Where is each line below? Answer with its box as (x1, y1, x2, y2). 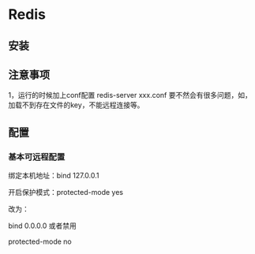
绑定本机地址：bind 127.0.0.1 (8, 171, 99, 181)
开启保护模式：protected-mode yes (8, 188, 124, 197)
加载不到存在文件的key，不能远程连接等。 (8, 100, 144, 110)
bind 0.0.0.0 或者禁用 (8, 221, 77, 230)
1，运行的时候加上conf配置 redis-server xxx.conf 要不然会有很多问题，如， (8, 91, 253, 100)
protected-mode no (8, 237, 73, 246)
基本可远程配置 (8, 151, 66, 162)
